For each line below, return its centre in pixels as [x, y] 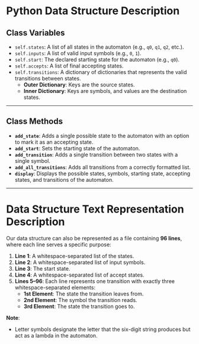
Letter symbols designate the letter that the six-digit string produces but [102, 329]
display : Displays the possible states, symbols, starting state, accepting [102, 173]
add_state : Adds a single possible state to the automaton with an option [102, 136]
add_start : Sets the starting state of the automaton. [77, 148]
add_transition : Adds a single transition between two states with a [96, 155]
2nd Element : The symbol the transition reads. [80, 300]
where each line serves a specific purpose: [59, 245]
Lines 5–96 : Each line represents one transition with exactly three [94, 281]
